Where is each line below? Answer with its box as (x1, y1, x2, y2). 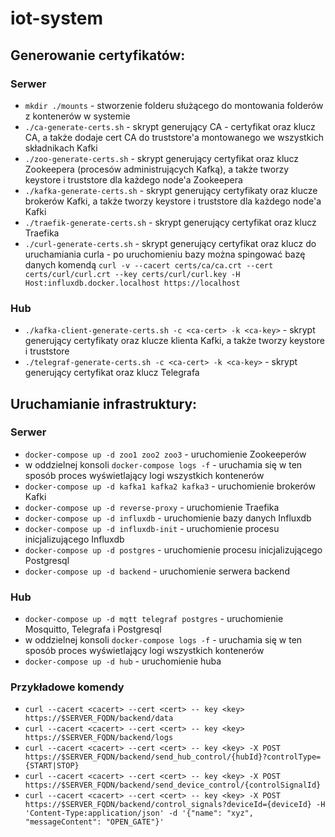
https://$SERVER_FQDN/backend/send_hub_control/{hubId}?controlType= (24, 752, 322, 762)
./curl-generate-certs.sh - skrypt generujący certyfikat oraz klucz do (24, 237, 317, 249)
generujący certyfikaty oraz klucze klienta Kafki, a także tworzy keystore (24, 335, 325, 347)
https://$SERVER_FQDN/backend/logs (24, 733, 174, 743)
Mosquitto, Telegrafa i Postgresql (24, 623, 162, 636)
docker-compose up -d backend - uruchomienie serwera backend (24, 565, 290, 577)
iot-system (10, 7, 104, 30)
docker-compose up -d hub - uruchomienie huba (24, 655, 222, 667)
